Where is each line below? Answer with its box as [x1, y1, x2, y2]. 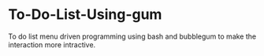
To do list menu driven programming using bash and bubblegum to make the [8, 32, 257, 41]
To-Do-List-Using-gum [8, 6, 162, 24]
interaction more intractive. [8, 39, 96, 49]
